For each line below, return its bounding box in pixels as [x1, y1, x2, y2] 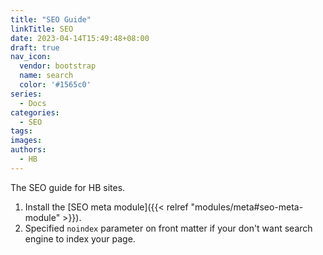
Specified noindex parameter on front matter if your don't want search [24, 222, 313, 234]
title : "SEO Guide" [10, 14, 92, 25]
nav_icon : [10, 52, 52, 62]
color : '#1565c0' [19, 80, 92, 90]
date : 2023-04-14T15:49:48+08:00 [10, 33, 150, 43]
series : [10, 89, 43, 99]
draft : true [10, 42, 60, 53]
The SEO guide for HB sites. [10, 181, 126, 193]
